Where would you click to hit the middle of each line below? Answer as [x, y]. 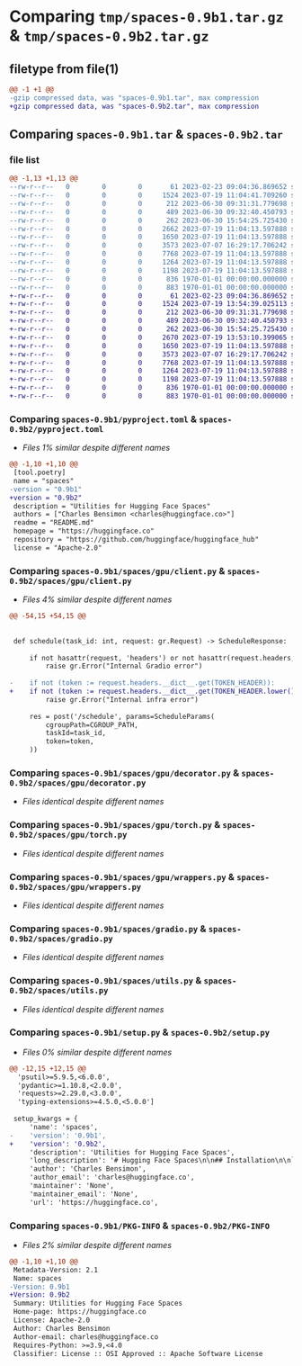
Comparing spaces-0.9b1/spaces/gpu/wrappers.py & [122, 876]
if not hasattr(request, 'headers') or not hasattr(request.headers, [162, 658]
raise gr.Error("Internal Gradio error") [124, 666]
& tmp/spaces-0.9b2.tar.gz [109, 36]
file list [25, 159]
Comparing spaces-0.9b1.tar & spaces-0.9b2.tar [146, 135]
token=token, [70, 741]
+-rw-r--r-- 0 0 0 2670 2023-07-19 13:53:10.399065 [148, 337]
